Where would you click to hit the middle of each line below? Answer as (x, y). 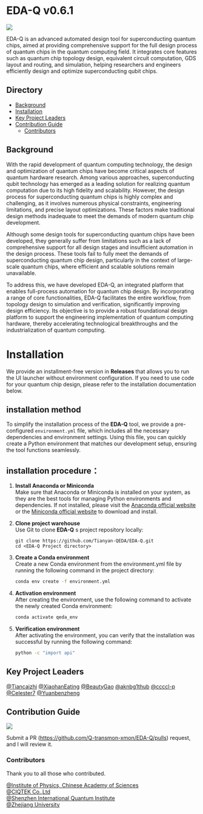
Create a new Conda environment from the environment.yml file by (98, 564)
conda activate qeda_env (46, 617)
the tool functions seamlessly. (44, 450)
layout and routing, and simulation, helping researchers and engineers (94, 64)
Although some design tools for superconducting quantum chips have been (101, 234)
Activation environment (45, 593)
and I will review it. (29, 744)
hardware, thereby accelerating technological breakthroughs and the (92, 323)
